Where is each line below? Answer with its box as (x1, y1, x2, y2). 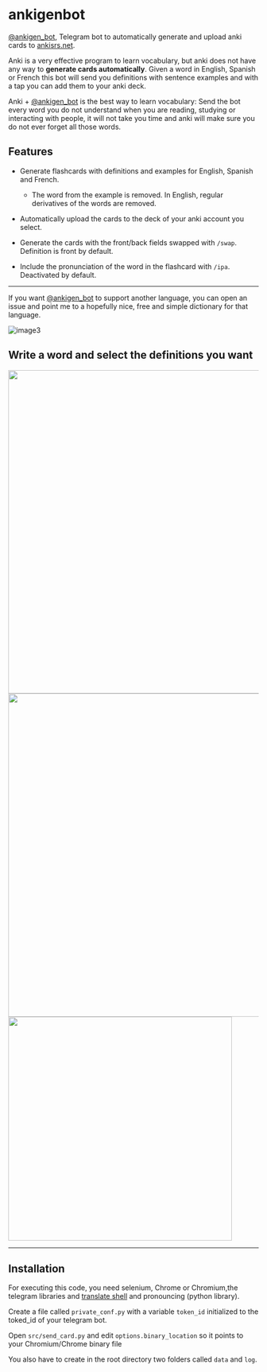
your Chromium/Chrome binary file (8, 1339, 122, 1349)
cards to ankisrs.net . (8, 40, 75, 49)
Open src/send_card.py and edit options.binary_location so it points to (8, 1331, 244, 1340)
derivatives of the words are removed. (31, 198, 157, 208)
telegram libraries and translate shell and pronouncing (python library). (8, 1292, 240, 1301)
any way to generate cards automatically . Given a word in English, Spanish (8, 64, 256, 73)
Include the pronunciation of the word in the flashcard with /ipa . (19, 261, 230, 271)
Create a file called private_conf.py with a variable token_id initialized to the (8, 1307, 259, 1316)
